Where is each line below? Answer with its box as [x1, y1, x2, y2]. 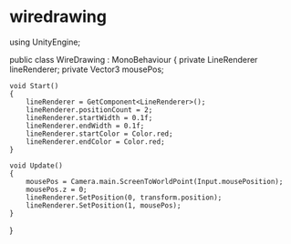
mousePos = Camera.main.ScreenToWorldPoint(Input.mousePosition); [26, 177, 284, 186]
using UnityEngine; [9, 36, 81, 47]
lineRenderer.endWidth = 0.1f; [26, 121, 145, 130]
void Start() [9, 81, 59, 90]
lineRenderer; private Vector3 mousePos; [9, 64, 164, 75]
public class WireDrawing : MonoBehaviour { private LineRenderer [9, 54, 258, 65]
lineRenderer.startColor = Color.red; [26, 129, 173, 138]
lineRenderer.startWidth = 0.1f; [26, 113, 153, 122]
